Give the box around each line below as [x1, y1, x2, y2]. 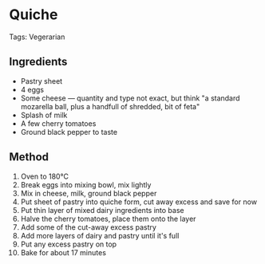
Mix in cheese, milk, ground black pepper [20, 188, 157, 198]
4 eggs [20, 85, 45, 94]
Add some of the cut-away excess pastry [20, 222, 156, 232]
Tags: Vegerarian [9, 32, 65, 41]
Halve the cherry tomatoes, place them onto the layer [20, 214, 196, 223]
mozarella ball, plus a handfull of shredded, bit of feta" [20, 101, 200, 111]
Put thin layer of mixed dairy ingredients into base [20, 205, 184, 215]
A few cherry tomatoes [20, 118, 97, 128]
